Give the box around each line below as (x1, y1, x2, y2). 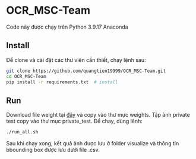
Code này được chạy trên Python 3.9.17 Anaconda (6, 23, 129, 30)
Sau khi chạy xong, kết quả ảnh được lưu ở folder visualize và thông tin (6, 140, 179, 147)
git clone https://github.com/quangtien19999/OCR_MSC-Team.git (6, 68, 166, 74)
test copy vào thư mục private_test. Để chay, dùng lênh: (6, 117, 143, 125)
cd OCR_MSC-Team (6, 73, 46, 79)
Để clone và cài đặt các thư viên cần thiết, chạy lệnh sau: (6, 56, 146, 63)
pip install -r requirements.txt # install (6, 79, 118, 85)
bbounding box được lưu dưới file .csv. (6, 146, 100, 154)
